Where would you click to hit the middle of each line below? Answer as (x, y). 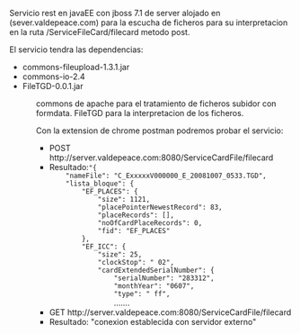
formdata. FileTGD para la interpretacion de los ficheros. (140, 113)
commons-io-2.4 (53, 77)
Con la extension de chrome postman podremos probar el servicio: (159, 131)
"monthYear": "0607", (154, 286)
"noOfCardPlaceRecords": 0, (150, 223)
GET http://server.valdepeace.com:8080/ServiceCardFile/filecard (170, 312)
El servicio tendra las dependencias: (76, 50)
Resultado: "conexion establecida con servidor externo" (153, 322)
